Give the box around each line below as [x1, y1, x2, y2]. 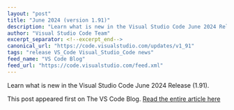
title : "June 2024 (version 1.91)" [7, 17, 111, 24]
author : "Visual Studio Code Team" [7, 29, 111, 37]
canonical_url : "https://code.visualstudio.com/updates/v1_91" [7, 42, 195, 49]
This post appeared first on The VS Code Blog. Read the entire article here [7, 95, 221, 103]
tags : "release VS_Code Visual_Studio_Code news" [7, 49, 155, 56]
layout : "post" [7, 10, 52, 17]
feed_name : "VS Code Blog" [7, 56, 86, 63]
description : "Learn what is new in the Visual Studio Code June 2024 [7, 23, 217, 30]
